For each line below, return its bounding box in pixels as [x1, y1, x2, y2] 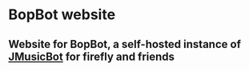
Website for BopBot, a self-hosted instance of [8, 37, 242, 51]
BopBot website [8, 6, 116, 24]
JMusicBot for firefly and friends [8, 49, 175, 63]
